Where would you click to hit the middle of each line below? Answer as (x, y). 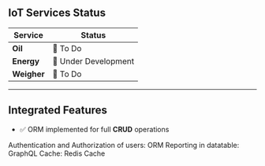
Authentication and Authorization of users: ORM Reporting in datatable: (124, 145)
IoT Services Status (57, 13)
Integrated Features (58, 111)
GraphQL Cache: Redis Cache (57, 153)
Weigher (28, 74)
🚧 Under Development (93, 61)
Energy (26, 61)
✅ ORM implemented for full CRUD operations (94, 129)
